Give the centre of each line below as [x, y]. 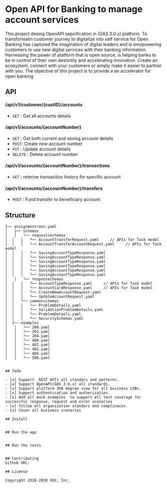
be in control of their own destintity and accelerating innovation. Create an [82, 60]
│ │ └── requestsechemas [35, 235]
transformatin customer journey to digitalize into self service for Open [77, 39]
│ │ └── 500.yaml [28, 358]
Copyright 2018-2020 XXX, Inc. [38, 480]
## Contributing [22, 458]
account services [42, 20]
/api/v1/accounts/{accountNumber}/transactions [58, 165]
